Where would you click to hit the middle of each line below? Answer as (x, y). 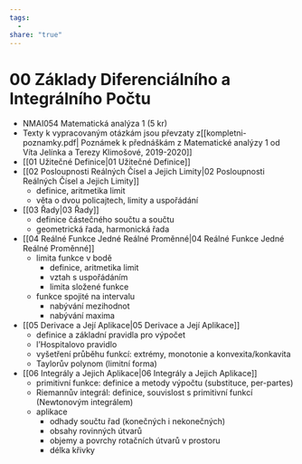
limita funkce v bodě (74, 258)
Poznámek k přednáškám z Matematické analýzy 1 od (180, 143)
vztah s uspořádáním (89, 278)
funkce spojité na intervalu (85, 297)
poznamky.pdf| (51, 143)
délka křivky (72, 450)
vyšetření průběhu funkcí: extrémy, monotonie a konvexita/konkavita (163, 355)
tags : (19, 18)
